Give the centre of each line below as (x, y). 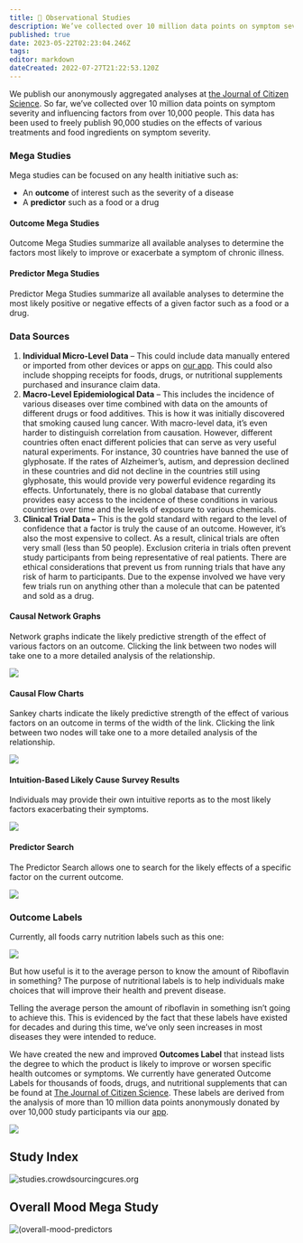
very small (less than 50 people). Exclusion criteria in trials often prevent (156, 547)
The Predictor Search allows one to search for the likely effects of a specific (150, 867)
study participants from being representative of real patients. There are (154, 557)
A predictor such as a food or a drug (91, 202)
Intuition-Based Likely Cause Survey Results (95, 780)
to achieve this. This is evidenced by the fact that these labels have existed (149, 1017)
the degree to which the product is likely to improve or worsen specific (141, 1063)
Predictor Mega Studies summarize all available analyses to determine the (147, 294)
